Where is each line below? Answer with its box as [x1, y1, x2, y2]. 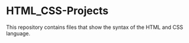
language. [6, 29, 31, 37]
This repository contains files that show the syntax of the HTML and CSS [6, 24, 183, 31]
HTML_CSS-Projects [6, 4, 109, 18]
